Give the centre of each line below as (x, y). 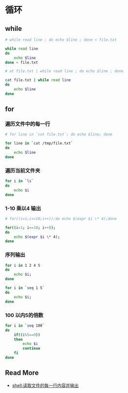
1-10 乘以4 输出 (23, 208)
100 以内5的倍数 (24, 315)
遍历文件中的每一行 (28, 124)
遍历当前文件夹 (23, 170)
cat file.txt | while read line (38, 80)
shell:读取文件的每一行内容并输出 (45, 385)
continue (32, 349)
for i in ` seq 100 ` (25, 325)
